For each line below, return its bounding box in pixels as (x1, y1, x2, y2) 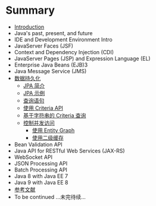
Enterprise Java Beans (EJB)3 (14, 61, 88, 68)
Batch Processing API (14, 166, 68, 173)
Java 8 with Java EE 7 (14, 172, 68, 179)
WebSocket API (14, 153, 53, 161)
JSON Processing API (14, 160, 68, 167)
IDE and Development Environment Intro (14, 36, 113, 43)
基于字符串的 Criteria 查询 (23, 111, 86, 119)
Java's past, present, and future (14, 29, 93, 36)
